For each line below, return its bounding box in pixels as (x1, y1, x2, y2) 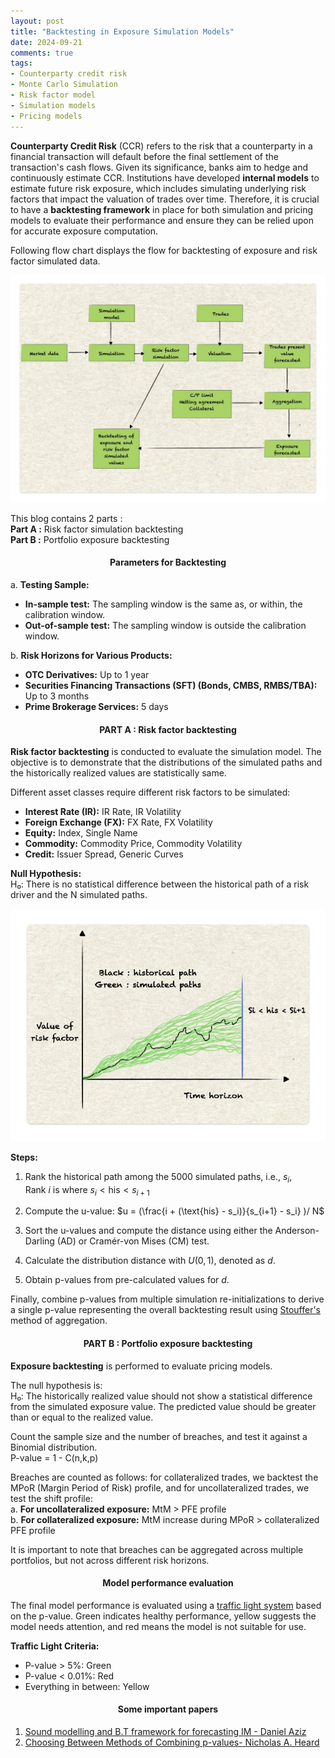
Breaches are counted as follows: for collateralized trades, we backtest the (10, 1471, 319, 1483)
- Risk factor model (10, 90, 97, 100)
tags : (10, 58, 33, 69)
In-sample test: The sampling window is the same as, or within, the (24, 598, 303, 610)
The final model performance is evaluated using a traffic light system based (10, 1599, 322, 1611)
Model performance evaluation (102, 1577, 234, 1589)
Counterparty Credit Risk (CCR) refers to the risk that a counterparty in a (10, 140, 313, 152)
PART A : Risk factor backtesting (99, 723, 237, 735)
